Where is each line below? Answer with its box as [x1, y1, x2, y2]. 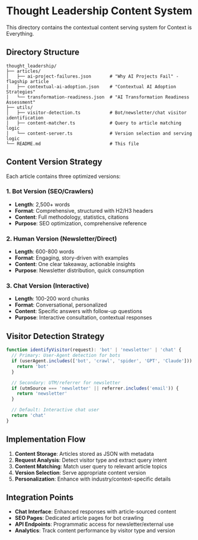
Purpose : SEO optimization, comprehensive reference [14, 219, 147, 226]
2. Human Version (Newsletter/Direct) [6, 234, 117, 242]
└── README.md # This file [6, 140, 139, 146]
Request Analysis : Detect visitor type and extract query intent [14, 456, 167, 464]
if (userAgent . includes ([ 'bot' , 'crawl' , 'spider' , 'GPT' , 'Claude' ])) [11, 358, 193, 364]
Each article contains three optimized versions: [6, 172, 121, 180]
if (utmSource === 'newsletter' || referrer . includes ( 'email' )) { [11, 385, 179, 391]
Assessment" [6, 99, 36, 105]
